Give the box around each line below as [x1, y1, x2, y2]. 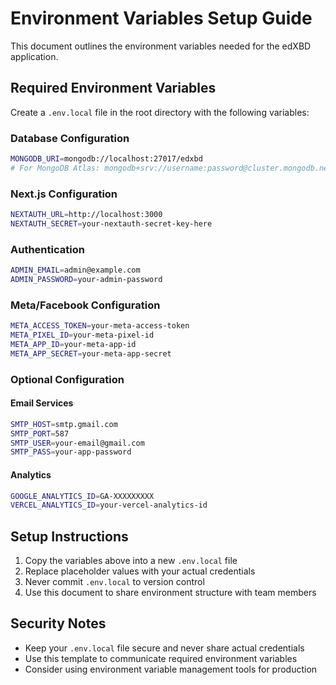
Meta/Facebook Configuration [10, 298, 161, 312]
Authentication [10, 242, 85, 256]
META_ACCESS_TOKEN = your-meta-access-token [10, 321, 190, 331]
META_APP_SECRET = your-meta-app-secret [10, 348, 172, 359]
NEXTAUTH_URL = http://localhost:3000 [10, 210, 163, 220]
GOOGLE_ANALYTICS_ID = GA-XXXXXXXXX [10, 491, 155, 501]
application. [10, 50, 59, 62]
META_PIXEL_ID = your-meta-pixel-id [10, 330, 155, 341]
